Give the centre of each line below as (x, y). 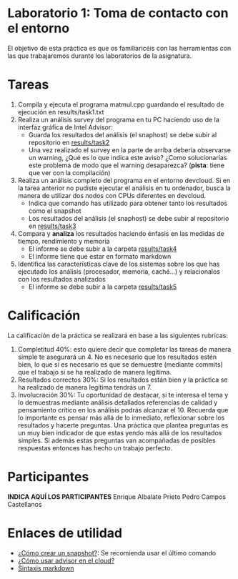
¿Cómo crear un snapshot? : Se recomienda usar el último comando (117, 553)
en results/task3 (52, 226)
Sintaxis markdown (46, 568)
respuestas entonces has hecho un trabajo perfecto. (95, 447)
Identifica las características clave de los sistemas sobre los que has (119, 264)
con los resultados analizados (61, 279)
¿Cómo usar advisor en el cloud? (66, 560)
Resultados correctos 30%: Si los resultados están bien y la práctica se (123, 380)
